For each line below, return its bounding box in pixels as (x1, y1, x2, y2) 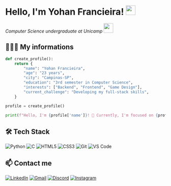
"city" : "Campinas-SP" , (23, 75, 74, 81)
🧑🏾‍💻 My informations (5, 43, 74, 51)
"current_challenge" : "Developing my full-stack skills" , (23, 89, 149, 94)
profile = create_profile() (5, 103, 65, 109)
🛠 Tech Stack (5, 127, 50, 136)
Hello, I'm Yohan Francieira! (5, 6, 124, 18)
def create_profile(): (5, 56, 53, 61)
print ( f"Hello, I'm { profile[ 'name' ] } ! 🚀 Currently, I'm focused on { (5, 113, 158, 118)
